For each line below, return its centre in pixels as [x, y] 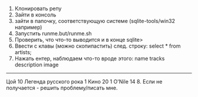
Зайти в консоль [35, 15]
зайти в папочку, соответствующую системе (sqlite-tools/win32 [95, 21]
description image [37, 65]
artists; [23, 52]
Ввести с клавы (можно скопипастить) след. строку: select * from [98, 46]
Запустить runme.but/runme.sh [53, 34]
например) [28, 27]
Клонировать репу [38, 9]
